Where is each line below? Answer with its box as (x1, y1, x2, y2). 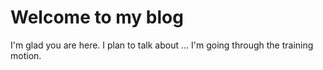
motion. (10, 49, 42, 61)
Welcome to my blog (10, 6, 184, 29)
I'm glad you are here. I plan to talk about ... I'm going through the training (10, 39, 314, 51)
